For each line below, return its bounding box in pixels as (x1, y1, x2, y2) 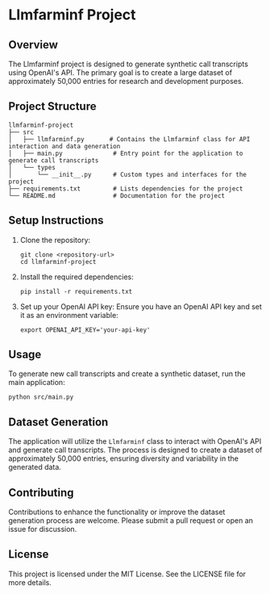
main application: (8, 378, 66, 387)
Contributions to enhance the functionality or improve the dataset (8, 507, 226, 517)
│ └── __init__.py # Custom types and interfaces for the (8, 170, 247, 178)
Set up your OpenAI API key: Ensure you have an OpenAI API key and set (19, 301, 262, 312)
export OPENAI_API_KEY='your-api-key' (19, 325, 151, 334)
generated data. (8, 462, 62, 472)
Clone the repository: (19, 235, 91, 245)
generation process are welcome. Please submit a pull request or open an (8, 516, 254, 525)
